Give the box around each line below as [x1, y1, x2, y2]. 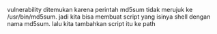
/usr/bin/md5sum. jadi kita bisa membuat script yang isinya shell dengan [7, 13, 211, 21]
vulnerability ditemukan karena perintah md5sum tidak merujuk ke [7, 6, 193, 13]
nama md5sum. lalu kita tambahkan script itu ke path [7, 20, 156, 27]
